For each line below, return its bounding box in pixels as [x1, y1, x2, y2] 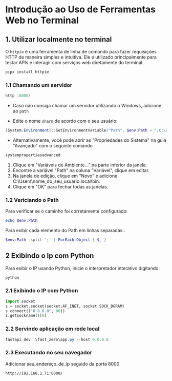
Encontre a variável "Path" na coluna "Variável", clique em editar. [12, 167, 150, 173]
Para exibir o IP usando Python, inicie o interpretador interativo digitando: [5, 265, 160, 271]
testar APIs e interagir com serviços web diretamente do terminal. [5, 60, 144, 65]
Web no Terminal [5, 14, 79, 26]
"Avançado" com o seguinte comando [12, 142, 93, 148]
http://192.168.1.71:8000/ [5, 371, 63, 376]
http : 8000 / [5, 93, 31, 99]
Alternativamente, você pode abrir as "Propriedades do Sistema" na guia [12, 137, 166, 143]
